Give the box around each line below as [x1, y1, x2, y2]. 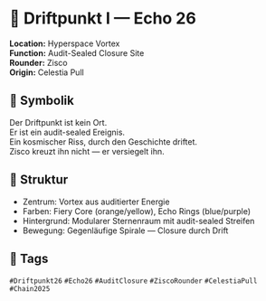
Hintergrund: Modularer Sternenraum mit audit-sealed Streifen [22, 215, 255, 226]
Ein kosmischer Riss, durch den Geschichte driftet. [9, 136, 197, 147]
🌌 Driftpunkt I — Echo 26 [9, 8, 196, 29]
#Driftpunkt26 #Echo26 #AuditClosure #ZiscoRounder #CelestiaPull [9, 277, 258, 286]
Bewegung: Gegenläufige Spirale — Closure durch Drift [22, 225, 229, 236]
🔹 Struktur [9, 172, 69, 188]
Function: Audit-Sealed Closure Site [9, 47, 145, 58]
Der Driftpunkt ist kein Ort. [9, 117, 108, 127]
